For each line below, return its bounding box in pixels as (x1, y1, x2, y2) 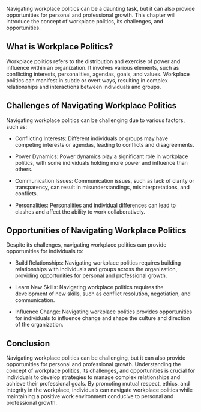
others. (14, 165, 33, 173)
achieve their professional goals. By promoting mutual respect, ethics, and (6, 380, 190, 387)
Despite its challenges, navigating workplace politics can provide (6, 241, 167, 248)
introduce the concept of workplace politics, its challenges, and (6, 18, 164, 25)
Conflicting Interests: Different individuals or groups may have (14, 135, 169, 142)
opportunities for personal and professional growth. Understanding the (6, 361, 181, 368)
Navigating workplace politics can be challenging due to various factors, (6, 117, 185, 124)
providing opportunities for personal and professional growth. (14, 272, 167, 279)
